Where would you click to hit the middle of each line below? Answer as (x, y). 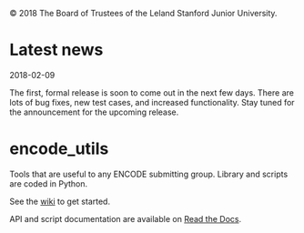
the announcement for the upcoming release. (94, 112)
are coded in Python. (49, 183)
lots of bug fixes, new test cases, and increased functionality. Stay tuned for (152, 102)
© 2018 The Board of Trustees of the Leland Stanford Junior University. (143, 13)
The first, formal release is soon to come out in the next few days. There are (152, 92)
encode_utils (59, 149)
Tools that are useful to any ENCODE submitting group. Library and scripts (149, 174)
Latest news (56, 50)
